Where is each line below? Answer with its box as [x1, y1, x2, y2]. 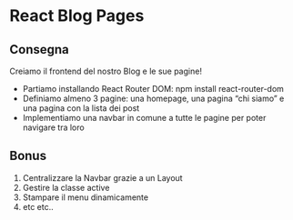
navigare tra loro [22, 122, 85, 133]
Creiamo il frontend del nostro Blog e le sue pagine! [9, 65, 203, 76]
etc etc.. [22, 201, 55, 212]
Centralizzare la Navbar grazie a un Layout [22, 172, 184, 183]
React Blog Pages [9, 5, 145, 26]
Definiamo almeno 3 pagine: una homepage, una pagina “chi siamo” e [22, 93, 285, 104]
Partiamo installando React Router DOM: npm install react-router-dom [22, 84, 285, 94]
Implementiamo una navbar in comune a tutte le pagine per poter [22, 113, 267, 123]
